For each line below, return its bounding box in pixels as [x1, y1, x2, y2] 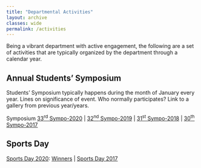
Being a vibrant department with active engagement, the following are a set [6, 42, 194, 50]
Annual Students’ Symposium [6, 73, 122, 83]
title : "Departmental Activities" [6, 8, 94, 15]
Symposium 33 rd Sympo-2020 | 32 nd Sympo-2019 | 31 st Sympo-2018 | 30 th [6, 113, 195, 122]
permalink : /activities [6, 25, 67, 32]
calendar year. [6, 55, 42, 62]
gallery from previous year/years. [6, 102, 90, 109]
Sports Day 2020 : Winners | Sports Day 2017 [6, 155, 118, 162]
